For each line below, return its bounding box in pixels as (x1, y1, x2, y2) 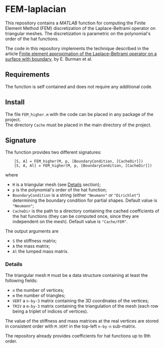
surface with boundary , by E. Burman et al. (5, 56, 93, 62)
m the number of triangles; (12, 292, 66, 298)
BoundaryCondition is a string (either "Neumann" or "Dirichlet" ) (12, 192, 141, 198)
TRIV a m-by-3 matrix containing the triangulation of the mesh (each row (12, 303, 159, 309)
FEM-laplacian (5, 3, 66, 15)
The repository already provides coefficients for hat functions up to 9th (5, 333, 151, 339)
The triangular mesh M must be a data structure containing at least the (5, 272, 148, 278)
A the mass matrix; (12, 243, 51, 249)
